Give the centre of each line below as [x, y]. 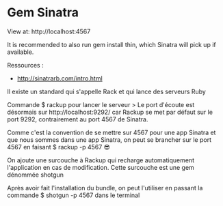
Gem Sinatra [43, 13]
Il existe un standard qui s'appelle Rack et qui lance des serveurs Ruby [107, 91]
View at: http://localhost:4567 [49, 31]
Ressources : [25, 65]
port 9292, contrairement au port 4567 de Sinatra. [78, 119]
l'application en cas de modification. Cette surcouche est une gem [101, 167]
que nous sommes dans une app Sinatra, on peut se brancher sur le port [109, 139]
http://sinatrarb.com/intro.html [60, 78]
